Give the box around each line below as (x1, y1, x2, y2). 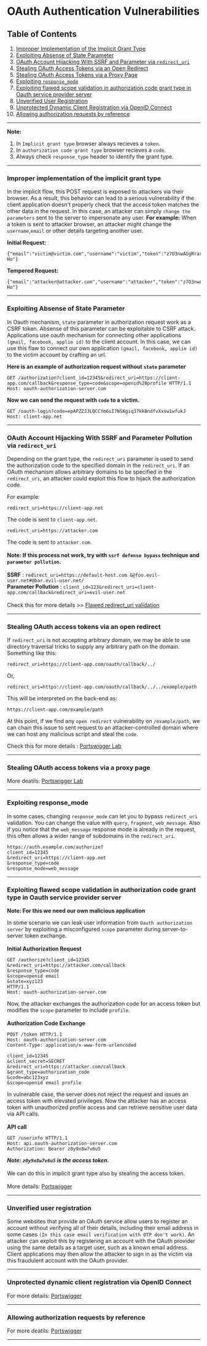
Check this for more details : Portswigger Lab (7, 742, 122, 750)
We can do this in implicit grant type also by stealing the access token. (7, 1170, 186, 1177)
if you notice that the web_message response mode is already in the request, (7, 825, 196, 833)
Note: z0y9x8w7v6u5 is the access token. (7, 1157, 109, 1164)
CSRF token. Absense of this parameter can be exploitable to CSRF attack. (7, 324, 196, 332)
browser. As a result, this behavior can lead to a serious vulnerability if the (7, 195, 195, 202)
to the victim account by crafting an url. (7, 351, 107, 358)
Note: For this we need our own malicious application (7, 907, 146, 915)
